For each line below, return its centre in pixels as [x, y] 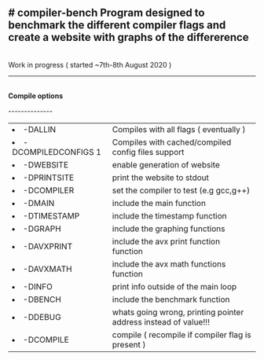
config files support [148, 152]
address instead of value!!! [161, 321]
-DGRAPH [42, 229]
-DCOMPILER [49, 190]
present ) [129, 344]
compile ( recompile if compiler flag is [181, 335]
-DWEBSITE [46, 164]
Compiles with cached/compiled [172, 142]
